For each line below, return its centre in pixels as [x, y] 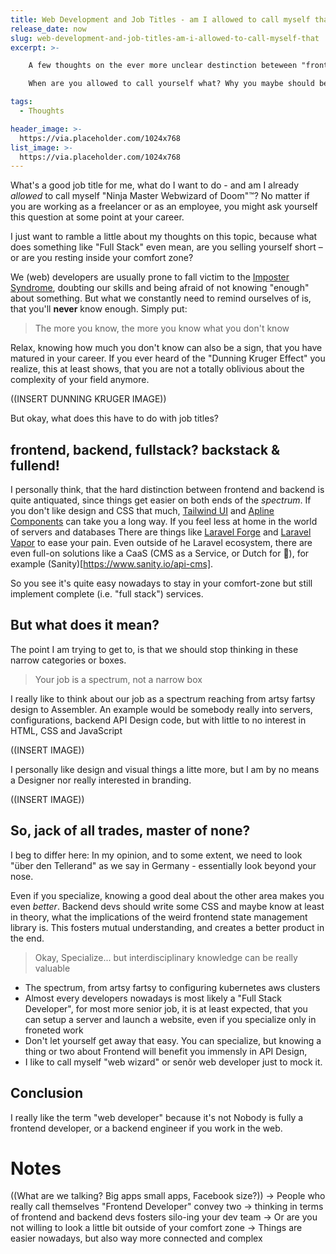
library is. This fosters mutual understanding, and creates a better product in [167, 927]
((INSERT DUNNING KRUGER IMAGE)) [88, 399]
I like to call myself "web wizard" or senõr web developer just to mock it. [173, 1062]
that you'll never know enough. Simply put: [99, 309]
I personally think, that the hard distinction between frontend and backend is [167, 490]
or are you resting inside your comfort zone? [102, 258]
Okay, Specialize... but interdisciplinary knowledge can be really [166, 957]
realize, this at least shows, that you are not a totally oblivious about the [157, 369]
